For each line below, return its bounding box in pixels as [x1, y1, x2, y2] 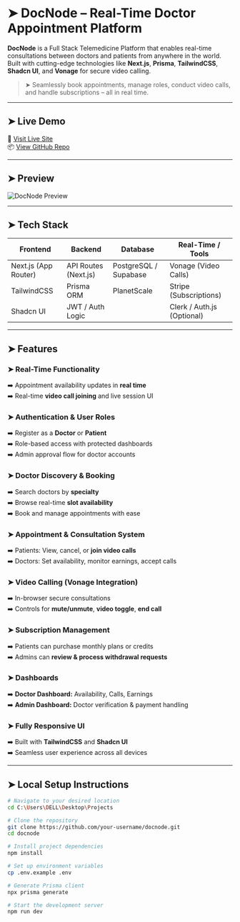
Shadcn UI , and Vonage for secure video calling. [7, 66, 151, 75]
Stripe [169, 281, 190, 291]
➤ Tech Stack [7, 219, 69, 231]
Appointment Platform [7, 20, 143, 36]
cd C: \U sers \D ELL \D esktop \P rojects [7, 803, 114, 811]
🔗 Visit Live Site [7, 134, 54, 143]
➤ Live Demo [7, 116, 66, 128]
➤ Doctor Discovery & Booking [7, 471, 116, 481]
